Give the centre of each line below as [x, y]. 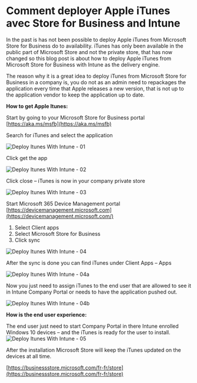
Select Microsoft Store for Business [58, 234]
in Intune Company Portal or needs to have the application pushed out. [92, 292]
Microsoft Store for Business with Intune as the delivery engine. [83, 64]
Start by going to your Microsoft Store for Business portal [76, 117]
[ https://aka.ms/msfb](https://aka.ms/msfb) [59, 124]
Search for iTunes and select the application [59, 135]
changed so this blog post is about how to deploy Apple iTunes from [89, 58]
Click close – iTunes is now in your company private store [76, 181]
